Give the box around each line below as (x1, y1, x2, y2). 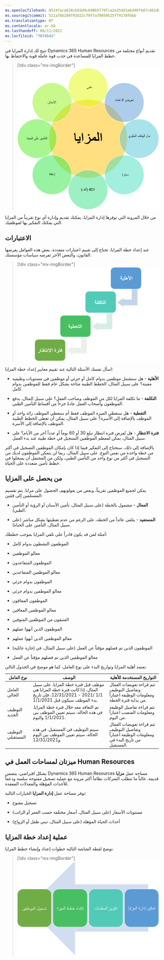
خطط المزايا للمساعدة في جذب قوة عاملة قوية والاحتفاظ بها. (5, 53, 116, 59)
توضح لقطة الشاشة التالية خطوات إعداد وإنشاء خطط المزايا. (5, 846, 114, 852)
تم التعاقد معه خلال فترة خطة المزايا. (33, 704, 99, 710)
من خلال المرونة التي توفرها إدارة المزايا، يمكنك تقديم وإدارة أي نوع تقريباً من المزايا (5, 214, 156, 220)
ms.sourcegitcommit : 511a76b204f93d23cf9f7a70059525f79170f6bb (5, 13, 137, 18)
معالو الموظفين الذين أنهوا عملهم (12, 635, 72, 641)
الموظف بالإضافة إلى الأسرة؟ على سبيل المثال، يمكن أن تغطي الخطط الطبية (12, 415, 152, 421)
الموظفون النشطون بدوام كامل (12, 540, 69, 547)
